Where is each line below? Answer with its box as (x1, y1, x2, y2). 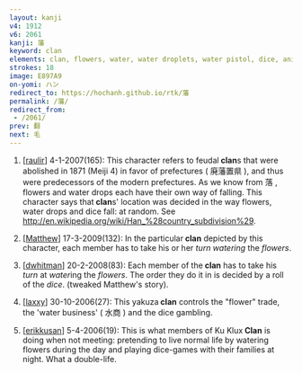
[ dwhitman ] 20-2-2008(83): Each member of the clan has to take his (22, 260, 277, 271)
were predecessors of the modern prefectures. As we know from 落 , (22, 176, 278, 187)
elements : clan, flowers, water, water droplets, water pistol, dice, (9, 55, 280, 64)
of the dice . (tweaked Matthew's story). (22, 279, 169, 289)
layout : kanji (9, 13, 63, 22)
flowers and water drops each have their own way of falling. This (22, 186, 262, 198)
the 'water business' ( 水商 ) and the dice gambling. (22, 306, 213, 317)
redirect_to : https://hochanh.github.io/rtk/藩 (9, 88, 190, 97)
